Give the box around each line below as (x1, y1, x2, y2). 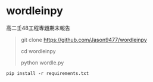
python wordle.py (20, 59, 64, 66)
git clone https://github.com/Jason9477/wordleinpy (20, 36, 147, 43)
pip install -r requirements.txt (6, 70, 89, 76)
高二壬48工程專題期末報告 (6, 24, 70, 31)
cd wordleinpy (20, 47, 56, 54)
